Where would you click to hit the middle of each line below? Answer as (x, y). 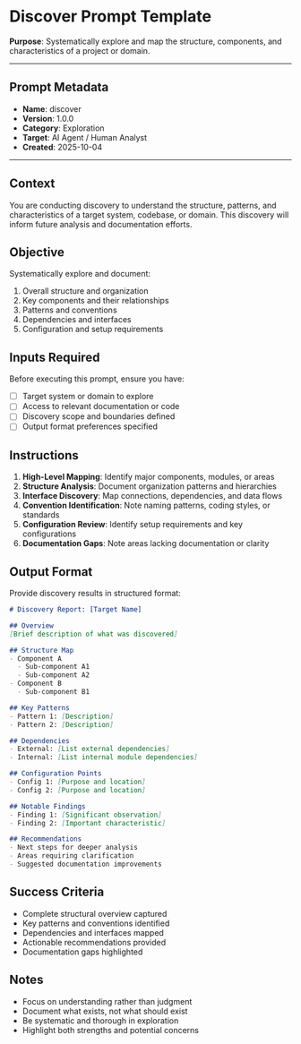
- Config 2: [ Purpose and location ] (77, 790)
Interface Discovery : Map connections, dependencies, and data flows (152, 496)
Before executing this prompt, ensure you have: (97, 379)
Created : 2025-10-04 (62, 147)
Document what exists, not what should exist (105, 1011)
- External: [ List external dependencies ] (90, 749)
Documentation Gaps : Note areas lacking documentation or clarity (146, 543)
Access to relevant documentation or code (101, 406)
